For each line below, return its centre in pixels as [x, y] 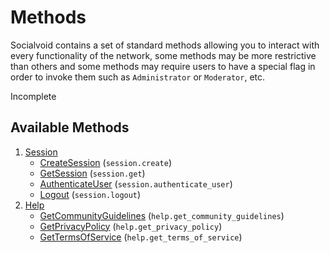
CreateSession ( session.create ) [105, 162]
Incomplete [33, 96]
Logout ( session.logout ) [90, 194]
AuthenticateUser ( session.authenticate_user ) [136, 183]
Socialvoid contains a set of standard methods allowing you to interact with [165, 45]
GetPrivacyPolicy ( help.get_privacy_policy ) [131, 226]
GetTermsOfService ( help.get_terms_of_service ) [141, 237]
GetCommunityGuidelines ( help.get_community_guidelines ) [162, 215]
